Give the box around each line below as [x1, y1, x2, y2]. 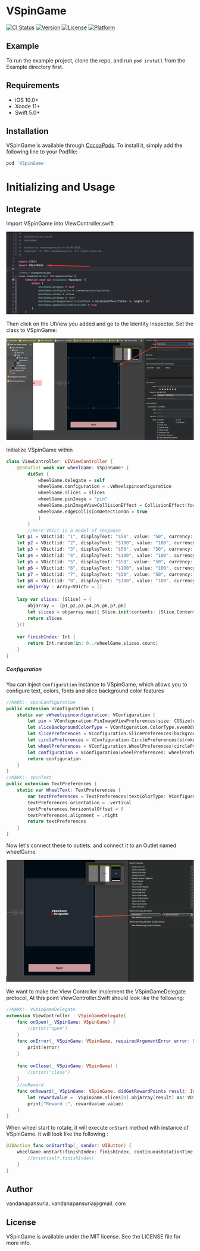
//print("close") [27, 1070, 70, 1076]
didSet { [27, 471, 49, 477]
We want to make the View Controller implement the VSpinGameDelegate [6, 988, 186, 995]
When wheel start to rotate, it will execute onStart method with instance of [6, 1124, 189, 1131]
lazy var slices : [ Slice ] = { [17, 597, 92, 603]
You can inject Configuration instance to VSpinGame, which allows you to [6, 681, 187, 688]
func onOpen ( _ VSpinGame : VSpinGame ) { [17, 1019, 116, 1026]
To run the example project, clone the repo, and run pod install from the [6, 57, 186, 64]
